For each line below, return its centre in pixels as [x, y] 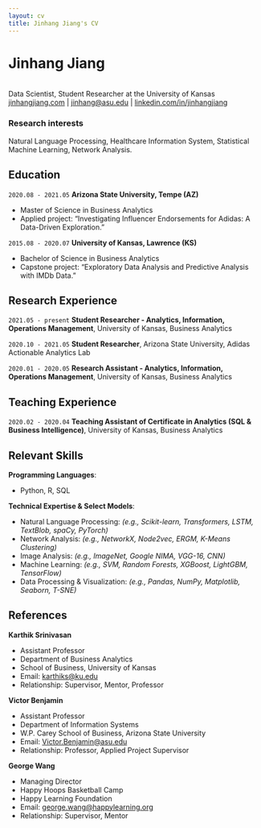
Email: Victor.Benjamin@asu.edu [73, 741]
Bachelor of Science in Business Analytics [90, 258]
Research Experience [63, 300]
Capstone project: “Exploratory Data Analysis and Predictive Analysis [134, 267]
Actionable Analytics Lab [49, 353]
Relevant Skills [46, 455]
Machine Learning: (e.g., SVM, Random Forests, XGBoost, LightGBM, [134, 564]
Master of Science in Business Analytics [86, 209]
